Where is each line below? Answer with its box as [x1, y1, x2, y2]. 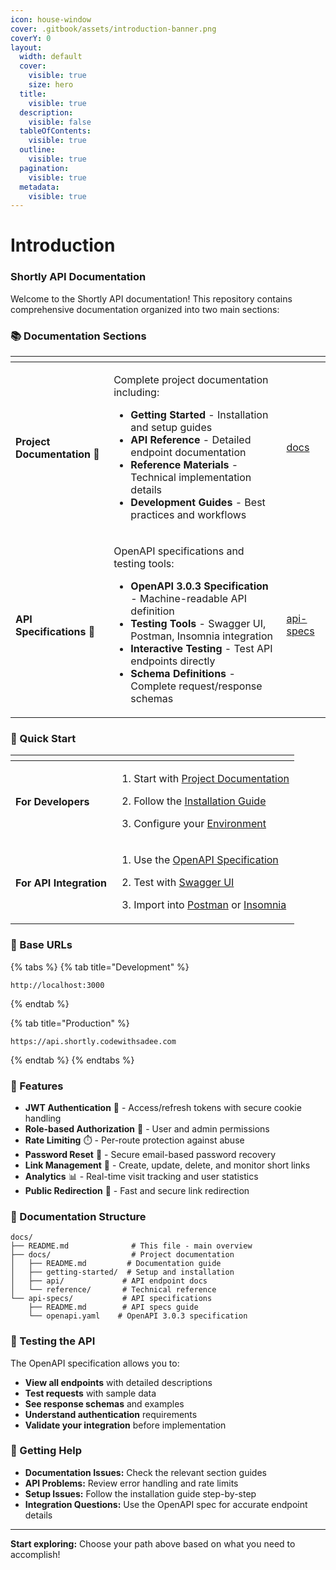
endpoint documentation [130, 446, 247, 460]
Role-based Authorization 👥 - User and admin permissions [24, 1122, 270, 1135]
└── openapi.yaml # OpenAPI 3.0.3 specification [28, 1311, 248, 1321]
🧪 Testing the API [10, 1334, 96, 1348]
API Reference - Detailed [130, 433, 252, 447]
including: [113, 386, 160, 400]
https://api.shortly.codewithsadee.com [10, 1036, 177, 1046]
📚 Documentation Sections [10, 329, 147, 343]
